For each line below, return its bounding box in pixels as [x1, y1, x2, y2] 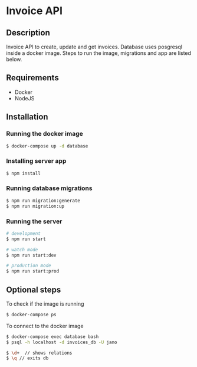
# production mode [6, 263, 51, 269]
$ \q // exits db [6, 355, 49, 361]
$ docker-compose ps [6, 312, 57, 317]
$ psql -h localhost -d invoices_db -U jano [6, 339, 117, 345]
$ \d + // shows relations [6, 350, 73, 356]
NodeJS [14, 94, 35, 101]
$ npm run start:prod [6, 268, 60, 274]
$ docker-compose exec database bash [6, 333, 99, 340]
